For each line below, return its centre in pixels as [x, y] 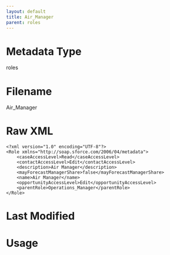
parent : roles [24, 22]
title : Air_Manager [30, 17]
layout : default [26, 11]
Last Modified [41, 216]
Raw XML [30, 131]
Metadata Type [44, 51]
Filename [29, 91]
